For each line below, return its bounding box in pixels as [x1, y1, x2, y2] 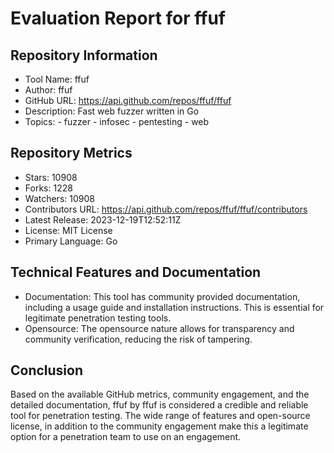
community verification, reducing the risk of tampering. [24, 333, 253, 345]
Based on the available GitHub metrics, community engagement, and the [10, 388, 310, 401]
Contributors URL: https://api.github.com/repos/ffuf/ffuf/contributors [24, 203, 308, 215]
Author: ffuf [24, 84, 73, 96]
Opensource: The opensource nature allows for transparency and [24, 322, 295, 334]
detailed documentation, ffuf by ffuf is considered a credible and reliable [10, 399, 309, 411]
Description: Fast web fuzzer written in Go [24, 105, 200, 117]
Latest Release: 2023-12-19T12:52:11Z [24, 213, 182, 226]
